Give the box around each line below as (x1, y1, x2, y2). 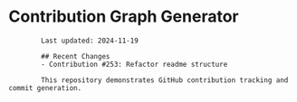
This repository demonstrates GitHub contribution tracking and (41, 75, 289, 85)
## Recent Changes (41, 51, 110, 60)
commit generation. (8, 83, 82, 92)
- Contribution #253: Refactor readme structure (41, 60, 228, 69)
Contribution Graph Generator (8, 6, 239, 27)
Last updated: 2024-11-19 (41, 36, 139, 45)
